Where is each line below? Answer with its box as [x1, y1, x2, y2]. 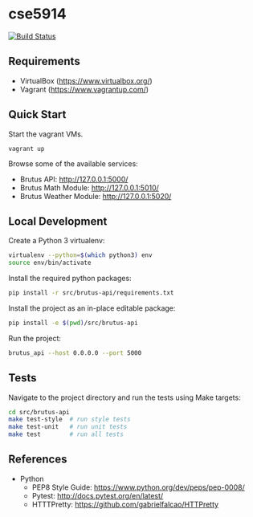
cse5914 [8, 5, 67, 23]
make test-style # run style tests [8, 415, 131, 424]
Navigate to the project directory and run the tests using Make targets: [8, 393, 241, 402]
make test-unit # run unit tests [8, 423, 128, 431]
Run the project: [8, 333, 62, 343]
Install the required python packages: [8, 274, 132, 283]
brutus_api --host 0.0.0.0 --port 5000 [8, 348, 142, 357]
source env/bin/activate [8, 258, 92, 267]
